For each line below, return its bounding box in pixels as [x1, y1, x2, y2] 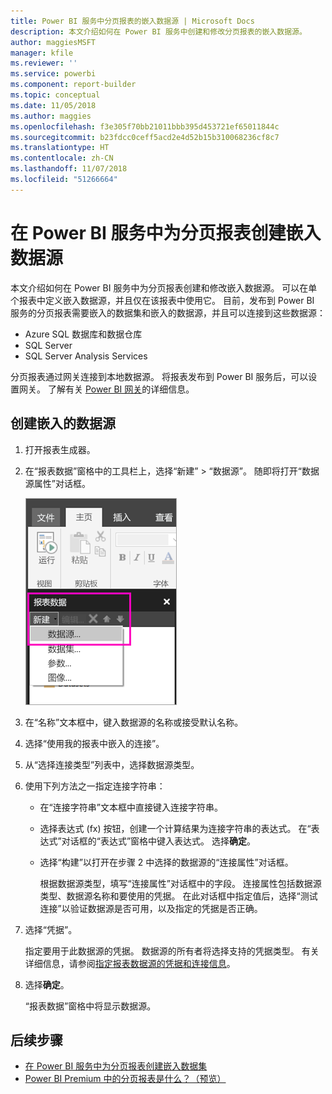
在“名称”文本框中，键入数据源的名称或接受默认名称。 [24, 716, 244, 728]
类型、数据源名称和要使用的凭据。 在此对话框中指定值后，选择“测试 [39, 890, 318, 902]
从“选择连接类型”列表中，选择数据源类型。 [24, 758, 200, 770]
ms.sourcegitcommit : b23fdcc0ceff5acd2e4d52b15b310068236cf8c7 [10, 132, 280, 142]
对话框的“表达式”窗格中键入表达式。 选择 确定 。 [61, 835, 257, 847]
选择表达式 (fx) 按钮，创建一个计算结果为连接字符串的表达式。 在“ [39, 822, 312, 834]
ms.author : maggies [10, 111, 92, 121]
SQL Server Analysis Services [24, 350, 148, 362]
